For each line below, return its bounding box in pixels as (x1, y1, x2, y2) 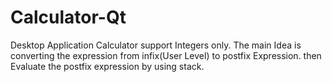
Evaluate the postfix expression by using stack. (10, 60, 205, 72)
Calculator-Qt (10, 6, 127, 29)
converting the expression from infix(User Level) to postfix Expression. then (10, 49, 322, 61)
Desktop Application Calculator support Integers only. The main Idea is (10, 39, 302, 51)
